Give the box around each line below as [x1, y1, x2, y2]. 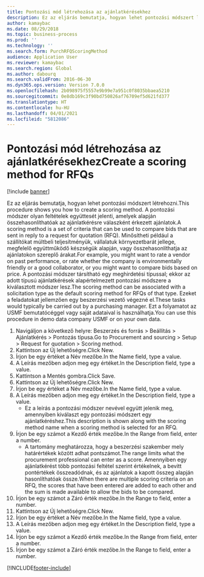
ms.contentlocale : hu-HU [7, 104, 70, 111]
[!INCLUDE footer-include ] [7, 564, 71, 572]
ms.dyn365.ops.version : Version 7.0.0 [7, 82, 105, 88]
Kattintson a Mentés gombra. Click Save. [15, 372, 116, 379]
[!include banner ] [7, 188, 50, 195]
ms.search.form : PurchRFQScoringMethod [7, 48, 108, 55]
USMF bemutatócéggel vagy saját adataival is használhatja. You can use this [7, 309, 196, 316]
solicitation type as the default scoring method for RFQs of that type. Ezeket [7, 290, 197, 297]
